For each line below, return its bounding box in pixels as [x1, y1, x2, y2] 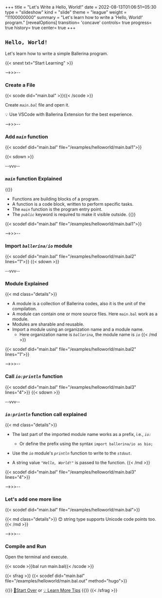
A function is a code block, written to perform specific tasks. [12, 201, 134, 207]
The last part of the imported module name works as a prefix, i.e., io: [12, 431, 152, 437]
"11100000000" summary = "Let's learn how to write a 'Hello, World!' [5, 15, 144, 20]
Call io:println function [5, 373, 63, 380]
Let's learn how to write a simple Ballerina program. [5, 51, 108, 56]
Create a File [5, 81, 36, 88]
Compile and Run [5, 543, 46, 550]
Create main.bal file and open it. [5, 102, 70, 108]
